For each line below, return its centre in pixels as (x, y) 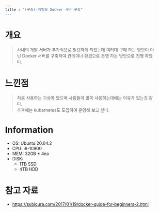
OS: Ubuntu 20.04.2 (32, 143)
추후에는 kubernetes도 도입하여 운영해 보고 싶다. (63, 110)
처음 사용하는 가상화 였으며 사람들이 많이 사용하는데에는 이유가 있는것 (82, 97)
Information (29, 130)
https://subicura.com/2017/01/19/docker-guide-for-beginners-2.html (80, 204)
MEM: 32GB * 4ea (31, 154)
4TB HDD (29, 169)
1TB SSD (28, 164)
